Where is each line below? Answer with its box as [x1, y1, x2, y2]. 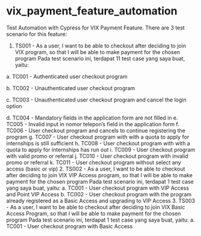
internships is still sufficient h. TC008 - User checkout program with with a [6, 139, 190, 147]
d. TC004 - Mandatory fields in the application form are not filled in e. [6, 114, 178, 121]
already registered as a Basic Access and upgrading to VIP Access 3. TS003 [6, 197, 196, 204]
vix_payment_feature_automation [6, 4, 178, 18]
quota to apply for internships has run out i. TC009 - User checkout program [6, 146, 196, 153]
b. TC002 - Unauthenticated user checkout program [6, 84, 136, 91]
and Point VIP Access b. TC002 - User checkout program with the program [6, 190, 192, 198]
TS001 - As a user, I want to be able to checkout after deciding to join [14, 42, 186, 49]
